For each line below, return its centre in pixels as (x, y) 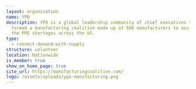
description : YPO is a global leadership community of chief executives (96, 22)
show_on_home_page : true (36, 66)
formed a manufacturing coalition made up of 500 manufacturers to (95, 28)
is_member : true (26, 60)
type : (13, 39)
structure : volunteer (32, 50)
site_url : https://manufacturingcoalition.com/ (65, 71)
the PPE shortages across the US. (53, 33)
